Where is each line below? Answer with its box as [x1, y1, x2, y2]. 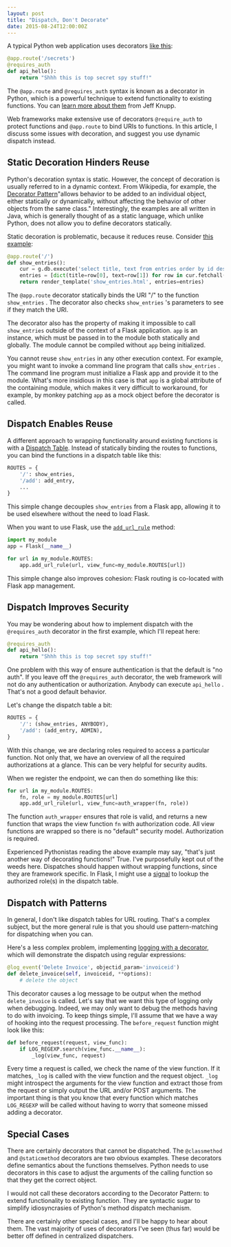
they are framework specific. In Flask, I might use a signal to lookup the [7, 869, 209, 878]
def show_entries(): [7, 259, 67, 266]
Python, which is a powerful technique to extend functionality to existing [7, 94, 212, 102]
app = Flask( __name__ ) [7, 543, 72, 550]
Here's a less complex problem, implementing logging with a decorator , [7, 943, 209, 951]
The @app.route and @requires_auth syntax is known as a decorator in [7, 87, 205, 95]
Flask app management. [7, 581, 76, 590]
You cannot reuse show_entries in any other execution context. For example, [7, 354, 223, 362]
